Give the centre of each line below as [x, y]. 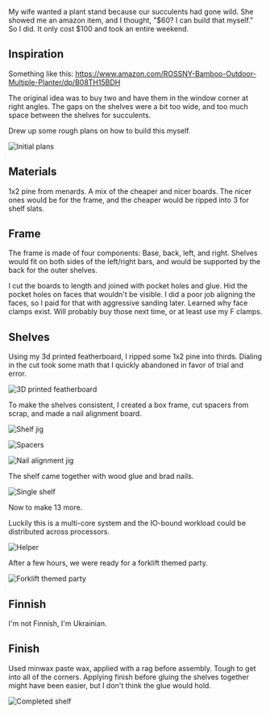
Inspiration [36, 55]
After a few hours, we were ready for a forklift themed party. [108, 563]
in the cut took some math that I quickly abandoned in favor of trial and [126, 365]
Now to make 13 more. [46, 507]
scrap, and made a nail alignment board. [75, 414]
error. [17, 374]
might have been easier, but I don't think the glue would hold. [110, 685]
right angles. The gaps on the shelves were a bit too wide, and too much [128, 106]
